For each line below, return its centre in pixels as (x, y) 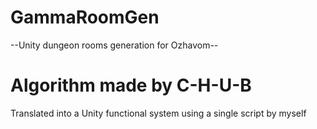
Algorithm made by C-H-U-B (131, 85)
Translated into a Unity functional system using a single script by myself (158, 113)
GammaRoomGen (85, 17)
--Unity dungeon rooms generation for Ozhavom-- (114, 45)
